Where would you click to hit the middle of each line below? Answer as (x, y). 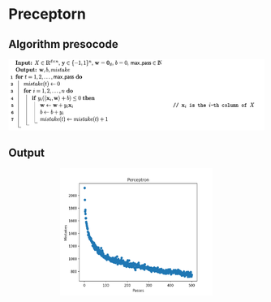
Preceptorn (47, 14)
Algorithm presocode (64, 44)
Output (26, 153)
